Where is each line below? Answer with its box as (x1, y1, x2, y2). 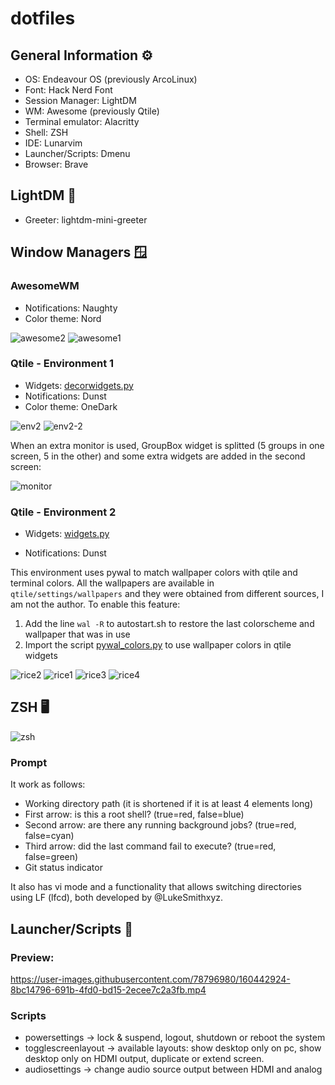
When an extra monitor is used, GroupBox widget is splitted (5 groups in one (10, 439, 325, 451)
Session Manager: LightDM (24, 95, 137, 106)
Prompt (10, 755, 48, 769)
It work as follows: (10, 778, 86, 791)
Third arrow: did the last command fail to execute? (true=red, (24, 840, 277, 852)
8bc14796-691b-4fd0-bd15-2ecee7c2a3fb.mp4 (10, 983, 207, 996)
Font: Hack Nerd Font (24, 84, 113, 96)
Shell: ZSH (24, 127, 69, 138)
